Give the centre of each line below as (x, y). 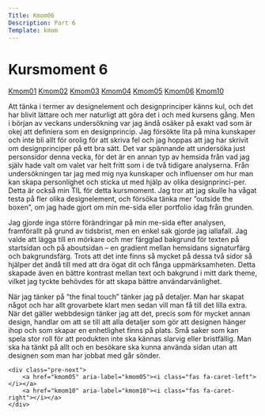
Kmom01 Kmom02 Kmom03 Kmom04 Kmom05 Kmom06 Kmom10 (116, 91)
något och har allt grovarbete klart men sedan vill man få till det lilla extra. (128, 305)
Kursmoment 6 (58, 69)
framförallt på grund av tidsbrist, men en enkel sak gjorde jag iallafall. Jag (128, 231)
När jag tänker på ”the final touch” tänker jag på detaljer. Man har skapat (126, 297)
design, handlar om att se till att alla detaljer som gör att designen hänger (127, 322)
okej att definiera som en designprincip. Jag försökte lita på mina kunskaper (132, 132)
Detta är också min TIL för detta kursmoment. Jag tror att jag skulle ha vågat (132, 191)
